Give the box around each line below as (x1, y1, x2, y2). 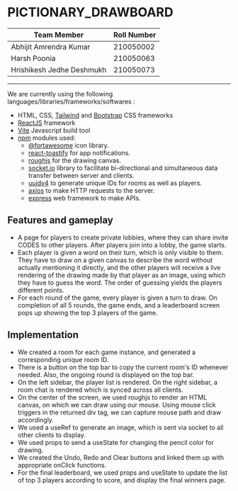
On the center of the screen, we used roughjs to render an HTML (17, 393, 208, 401)
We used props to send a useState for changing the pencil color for (17, 438, 215, 446)
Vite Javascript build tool (17, 125, 91, 135)
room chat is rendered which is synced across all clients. (17, 385, 184, 394)
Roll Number (113, 30, 157, 40)
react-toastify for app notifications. (28, 148, 131, 157)
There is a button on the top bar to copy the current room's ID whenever (17, 363, 229, 371)
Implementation (7, 329, 79, 341)
